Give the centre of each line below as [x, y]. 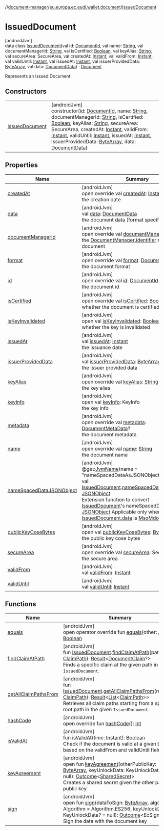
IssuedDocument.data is [110, 518]
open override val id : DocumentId [120, 280]
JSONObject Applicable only [114, 511]
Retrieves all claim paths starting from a [108, 703]
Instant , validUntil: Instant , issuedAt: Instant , [101, 135]
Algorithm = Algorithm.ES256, [98, 809]
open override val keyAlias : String [120, 381]
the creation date [101, 199]
